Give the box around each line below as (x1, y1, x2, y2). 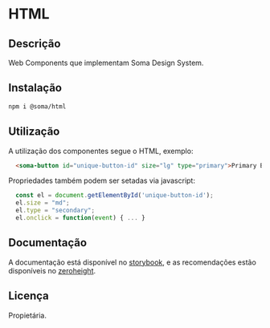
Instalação (8, 81, 63, 95)
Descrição (8, 37, 61, 51)
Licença (8, 290, 50, 303)
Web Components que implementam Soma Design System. (8, 58, 204, 67)
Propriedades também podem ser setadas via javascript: (8, 176, 195, 185)
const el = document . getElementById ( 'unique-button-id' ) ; (15, 192, 215, 200)
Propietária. (8, 310, 47, 320)
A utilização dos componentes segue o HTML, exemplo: (8, 146, 194, 156)
